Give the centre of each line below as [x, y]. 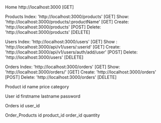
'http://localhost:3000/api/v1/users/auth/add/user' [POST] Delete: [71, 52]
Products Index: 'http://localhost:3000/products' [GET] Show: [67, 16]
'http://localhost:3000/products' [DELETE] [48, 32]
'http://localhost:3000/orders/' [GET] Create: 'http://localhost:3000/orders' [81, 72]
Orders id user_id [23, 106]
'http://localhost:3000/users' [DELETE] [44, 57]
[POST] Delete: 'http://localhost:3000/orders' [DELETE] [61, 77]
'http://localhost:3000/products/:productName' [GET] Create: [67, 22]
